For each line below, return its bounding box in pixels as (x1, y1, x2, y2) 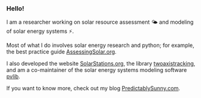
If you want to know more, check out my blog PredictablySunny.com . (6, 85, 181, 92)
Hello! (6, 4, 25, 13)
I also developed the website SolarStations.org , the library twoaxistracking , (6, 60, 195, 68)
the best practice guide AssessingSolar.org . (6, 48, 117, 55)
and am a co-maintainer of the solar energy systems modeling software (6, 66, 188, 74)
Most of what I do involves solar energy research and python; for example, (6, 41, 195, 49)
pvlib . (6, 73, 20, 80)
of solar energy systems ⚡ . (6, 27, 74, 35)
